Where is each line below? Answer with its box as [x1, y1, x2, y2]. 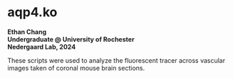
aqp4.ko [7, 4, 58, 20]
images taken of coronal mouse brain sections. [7, 63, 145, 72]
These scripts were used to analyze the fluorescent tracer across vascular [7, 56, 226, 64]
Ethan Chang [7, 28, 47, 36]
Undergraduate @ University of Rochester [7, 35, 135, 43]
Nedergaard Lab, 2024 [7, 42, 76, 51]
